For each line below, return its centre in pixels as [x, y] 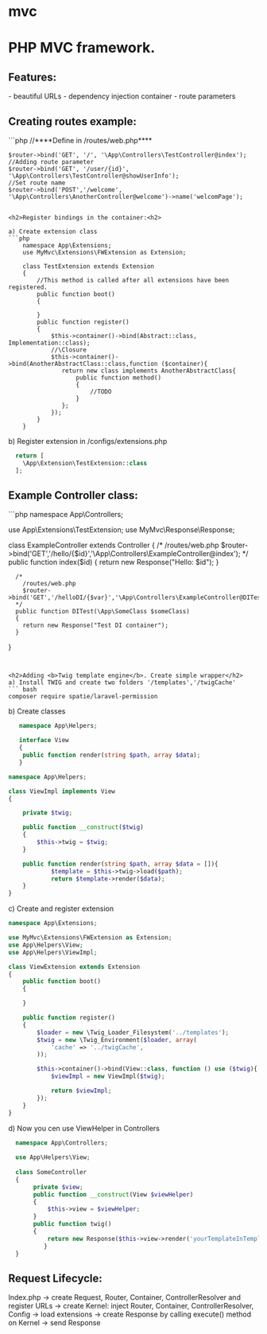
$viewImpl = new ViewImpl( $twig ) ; [108, 1076]
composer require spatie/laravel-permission [83, 697]
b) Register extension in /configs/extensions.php [88, 441]
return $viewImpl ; [81, 1091]
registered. [28, 287]
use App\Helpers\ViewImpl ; [53, 952]
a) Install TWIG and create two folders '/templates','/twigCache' [122, 683]
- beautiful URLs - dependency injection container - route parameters [122, 96]
